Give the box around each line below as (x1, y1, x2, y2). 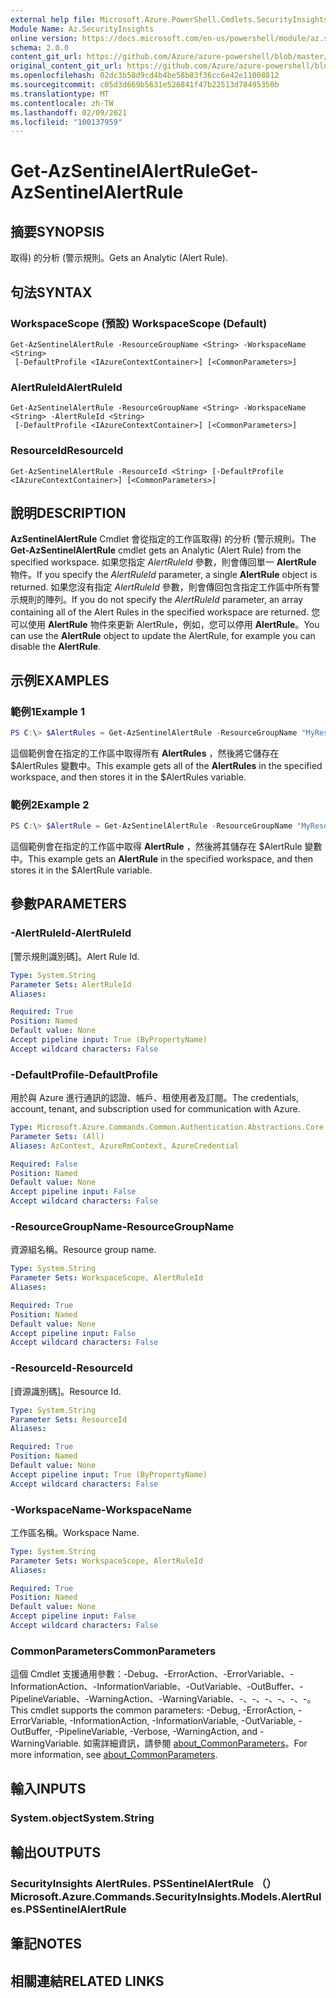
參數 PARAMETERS (10, 896, 127, 913)
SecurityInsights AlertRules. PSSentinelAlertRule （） (10, 1876, 277, 1890)
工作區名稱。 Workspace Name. (10, 1526, 140, 1538)
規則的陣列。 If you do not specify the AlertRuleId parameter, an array (18, 594, 304, 606)
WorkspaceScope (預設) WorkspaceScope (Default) (10, 316, 268, 330)
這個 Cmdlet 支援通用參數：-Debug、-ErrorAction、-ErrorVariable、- (10, 1668, 295, 1680)
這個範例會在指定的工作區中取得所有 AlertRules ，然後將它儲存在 (10, 747, 280, 759)
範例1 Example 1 (10, 704, 86, 718)
